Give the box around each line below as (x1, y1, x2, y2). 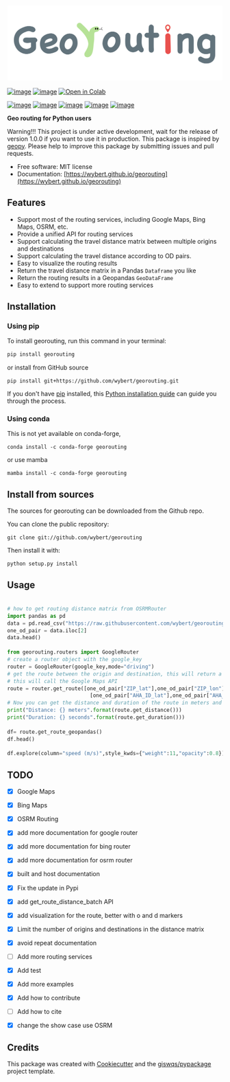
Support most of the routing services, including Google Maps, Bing (16, 215, 206, 223)
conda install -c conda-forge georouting (7, 444, 127, 451)
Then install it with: (7, 546, 60, 555)
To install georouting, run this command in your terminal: (7, 337, 166, 345)
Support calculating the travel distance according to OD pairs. (16, 251, 192, 260)
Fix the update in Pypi (16, 884, 79, 892)
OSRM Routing (16, 815, 59, 823)
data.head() (7, 634, 41, 641)
